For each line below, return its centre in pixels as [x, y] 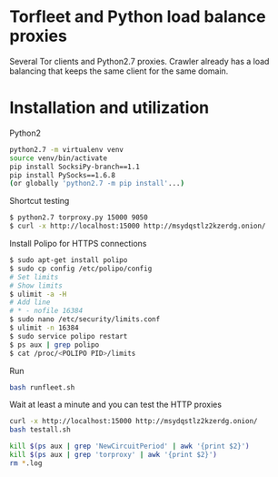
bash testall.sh [40, 430]
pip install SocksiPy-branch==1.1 [75, 167]
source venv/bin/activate [58, 158]
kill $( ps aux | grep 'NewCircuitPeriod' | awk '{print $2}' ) [129, 447]
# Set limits [34, 277]
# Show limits [36, 285]
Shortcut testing [40, 201]
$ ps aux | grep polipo [55, 345]
